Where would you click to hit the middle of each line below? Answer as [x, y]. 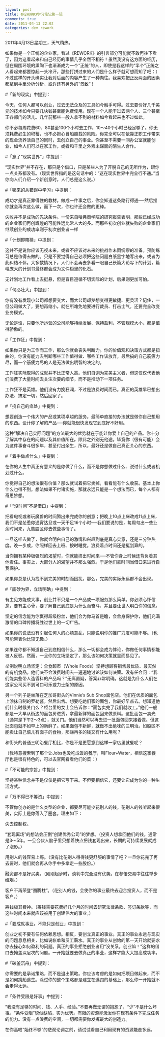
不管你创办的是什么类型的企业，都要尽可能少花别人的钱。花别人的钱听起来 [80, 807]
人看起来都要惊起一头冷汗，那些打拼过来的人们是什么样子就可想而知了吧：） [82, 71]
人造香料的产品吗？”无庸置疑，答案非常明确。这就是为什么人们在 [92, 679]
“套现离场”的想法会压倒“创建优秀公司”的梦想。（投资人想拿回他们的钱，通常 [81, 834]
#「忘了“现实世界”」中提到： [34, 157]
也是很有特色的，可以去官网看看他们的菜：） [54, 759]
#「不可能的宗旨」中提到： [32, 770]
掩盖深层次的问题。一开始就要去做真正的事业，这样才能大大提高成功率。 [87, 953]
